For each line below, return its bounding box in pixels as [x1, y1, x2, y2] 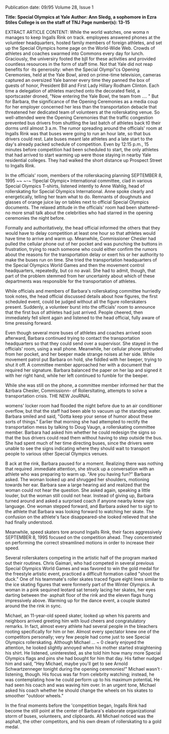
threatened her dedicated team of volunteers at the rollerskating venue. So [5, 109, 160, 115]
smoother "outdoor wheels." [5, 693, 64, 698]
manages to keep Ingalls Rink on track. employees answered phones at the [5, 35, 160, 40]
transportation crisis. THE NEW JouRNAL [5, 393, 91, 399]
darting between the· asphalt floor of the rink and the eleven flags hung [5, 592, 153, 598]
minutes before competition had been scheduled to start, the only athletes [5, 147, 159, 152]
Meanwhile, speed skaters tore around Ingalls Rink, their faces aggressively [5, 529, 162, 535]
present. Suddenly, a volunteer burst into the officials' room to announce [5, 304, 155, 310]
